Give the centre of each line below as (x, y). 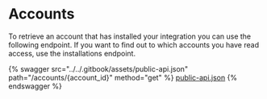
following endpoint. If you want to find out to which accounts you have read (134, 44)
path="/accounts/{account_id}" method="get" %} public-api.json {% (123, 77)
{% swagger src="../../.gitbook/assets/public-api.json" (98, 68)
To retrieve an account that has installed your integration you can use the (130, 36)
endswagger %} (35, 86)
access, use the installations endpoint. (72, 53)
